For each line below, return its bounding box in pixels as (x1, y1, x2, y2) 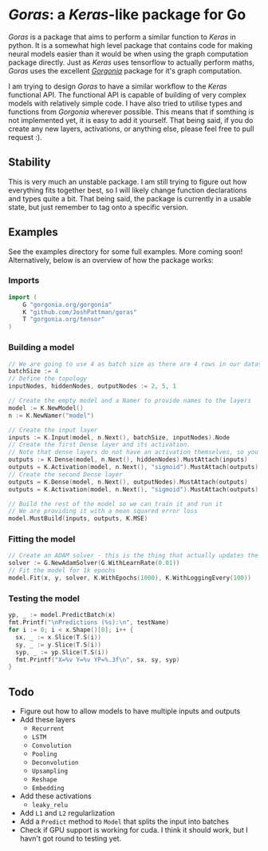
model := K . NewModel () (8, 404, 84, 412)
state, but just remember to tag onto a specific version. (8, 202, 189, 212)
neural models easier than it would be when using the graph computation (8, 49, 249, 58)
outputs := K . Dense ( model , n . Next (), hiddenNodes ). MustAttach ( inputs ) (8, 455, 248, 464)
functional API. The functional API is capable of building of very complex (8, 89, 247, 99)
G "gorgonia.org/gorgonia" (22, 300, 112, 308)
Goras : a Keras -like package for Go (8, 6, 246, 24)
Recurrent (31, 725, 65, 733)
